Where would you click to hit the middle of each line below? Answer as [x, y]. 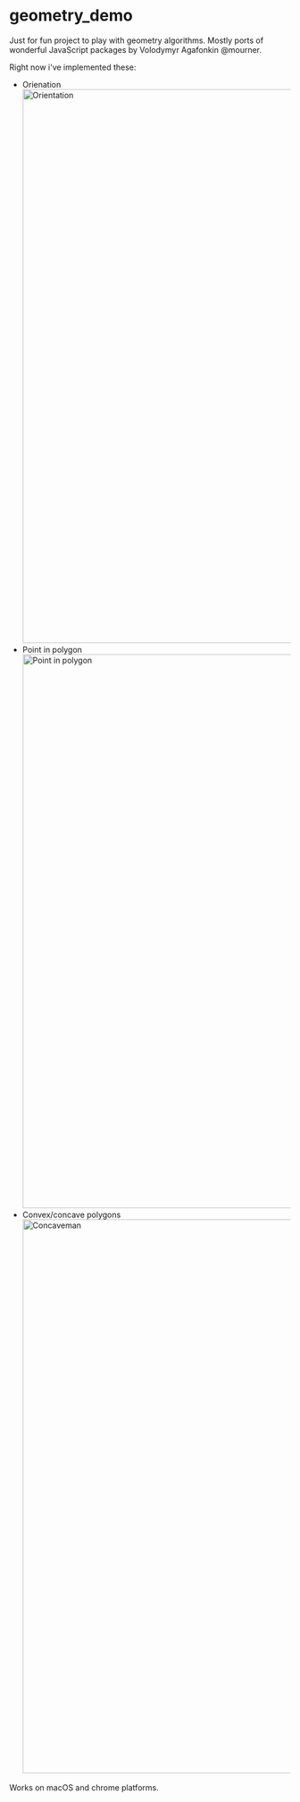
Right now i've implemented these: [73, 67]
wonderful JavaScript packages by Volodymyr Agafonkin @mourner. [135, 49]
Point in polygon [52, 649]
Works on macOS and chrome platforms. [84, 1787]
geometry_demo [71, 16]
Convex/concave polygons [71, 1214]
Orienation [42, 84]
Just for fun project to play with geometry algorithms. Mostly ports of [137, 40]
